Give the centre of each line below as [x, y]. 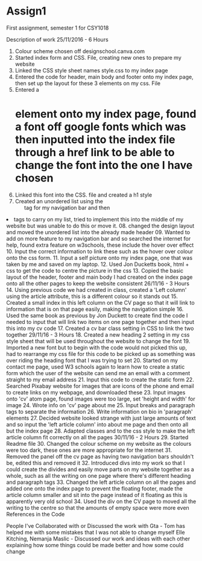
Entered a [27, 89]
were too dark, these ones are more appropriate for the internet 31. [89, 450]
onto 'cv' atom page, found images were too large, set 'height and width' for [101, 399]
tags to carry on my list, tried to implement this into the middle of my [99, 219]
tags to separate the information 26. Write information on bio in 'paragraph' [99, 411]
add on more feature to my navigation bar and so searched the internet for [99, 238]
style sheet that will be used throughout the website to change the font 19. [98, 341]
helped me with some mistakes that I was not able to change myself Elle [96, 532]
